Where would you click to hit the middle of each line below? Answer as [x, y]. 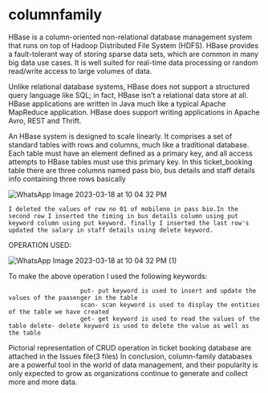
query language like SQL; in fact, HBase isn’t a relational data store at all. [128, 95]
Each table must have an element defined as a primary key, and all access [130, 153]
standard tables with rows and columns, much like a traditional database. [129, 144]
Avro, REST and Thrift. [45, 120]
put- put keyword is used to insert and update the [168, 290]
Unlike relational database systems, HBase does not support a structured [129, 87]
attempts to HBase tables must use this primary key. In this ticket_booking [130, 161]
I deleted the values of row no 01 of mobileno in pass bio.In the [124, 209]
